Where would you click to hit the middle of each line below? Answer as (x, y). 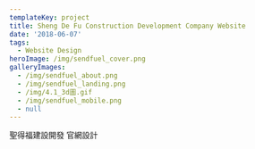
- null (30, 109)
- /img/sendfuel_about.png (68, 76)
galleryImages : (38, 68)
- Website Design (50, 51)
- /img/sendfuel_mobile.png (70, 100)
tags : (19, 42)
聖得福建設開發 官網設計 (54, 136)
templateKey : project (50, 17)
